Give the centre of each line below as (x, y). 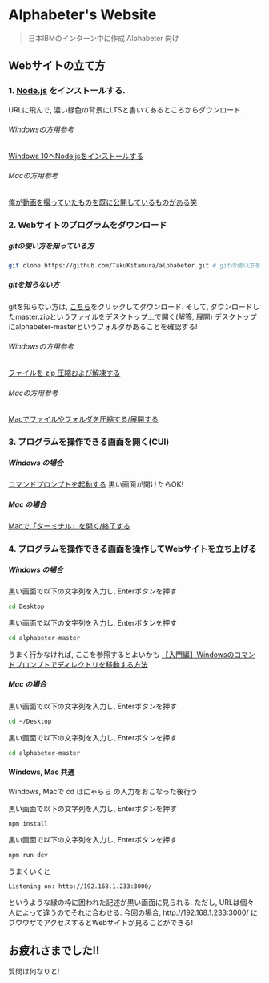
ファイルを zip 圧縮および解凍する (64, 373)
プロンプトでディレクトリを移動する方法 (81, 664)
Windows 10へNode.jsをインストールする (76, 156)
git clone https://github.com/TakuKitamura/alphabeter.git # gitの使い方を (134, 265)
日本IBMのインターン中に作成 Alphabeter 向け (103, 38)
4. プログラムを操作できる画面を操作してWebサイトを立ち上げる (132, 549)
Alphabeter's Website (82, 15)
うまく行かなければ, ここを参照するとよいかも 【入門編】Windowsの (121, 654)
